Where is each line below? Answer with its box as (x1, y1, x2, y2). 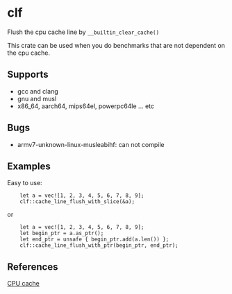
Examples (7, 160, 51, 172)
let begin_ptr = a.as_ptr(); (19, 230, 104, 237)
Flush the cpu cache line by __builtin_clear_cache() (7, 28, 160, 36)
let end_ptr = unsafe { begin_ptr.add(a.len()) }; (19, 236, 169, 243)
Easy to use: (7, 179, 43, 187)
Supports (7, 69, 49, 80)
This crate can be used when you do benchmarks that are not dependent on (7, 41, 226, 49)
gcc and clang (17, 87, 59, 95)
